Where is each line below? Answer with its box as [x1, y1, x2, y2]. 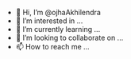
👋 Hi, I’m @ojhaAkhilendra [15, 8, 101, 17]
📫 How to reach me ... [15, 42, 90, 51]
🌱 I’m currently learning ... [15, 25, 101, 33]
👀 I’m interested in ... [15, 16, 83, 26]
